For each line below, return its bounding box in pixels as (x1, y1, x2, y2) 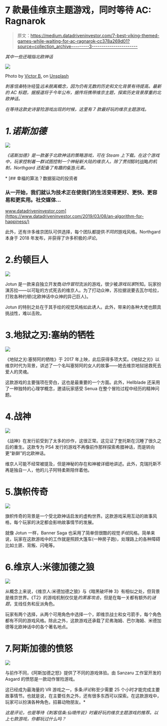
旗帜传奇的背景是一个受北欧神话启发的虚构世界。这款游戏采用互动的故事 (5, 513, 153, 519)
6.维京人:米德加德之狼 (5, 562, 95, 573)
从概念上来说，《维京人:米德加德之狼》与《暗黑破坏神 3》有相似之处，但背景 (5, 588, 160, 594)
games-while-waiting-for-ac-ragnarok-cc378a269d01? (17, 38, 130, 44)
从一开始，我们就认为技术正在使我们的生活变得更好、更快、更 (5, 189, 153, 196)
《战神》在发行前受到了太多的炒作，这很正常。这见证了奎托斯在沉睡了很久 (5, 437, 157, 443)
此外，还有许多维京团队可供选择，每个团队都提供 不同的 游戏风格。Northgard (5, 229, 161, 235)
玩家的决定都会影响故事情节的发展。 (22, 519, 97, 525)
